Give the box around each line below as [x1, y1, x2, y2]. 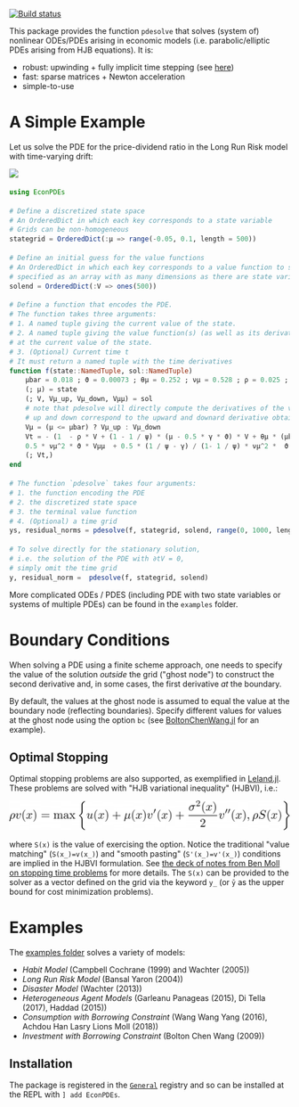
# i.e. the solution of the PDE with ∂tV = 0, [9, 554, 185, 563]
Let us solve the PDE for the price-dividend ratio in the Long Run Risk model [9, 141, 288, 152]
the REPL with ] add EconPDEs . [9, 1089, 121, 1100]
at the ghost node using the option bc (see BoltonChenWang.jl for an [9, 714, 260, 726]
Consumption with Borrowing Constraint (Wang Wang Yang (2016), [21, 1012, 268, 1022]
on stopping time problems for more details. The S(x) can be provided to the [9, 867, 289, 878]
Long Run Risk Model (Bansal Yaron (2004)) [21, 973, 184, 984]
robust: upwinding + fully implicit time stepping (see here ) [21, 62, 234, 72]
